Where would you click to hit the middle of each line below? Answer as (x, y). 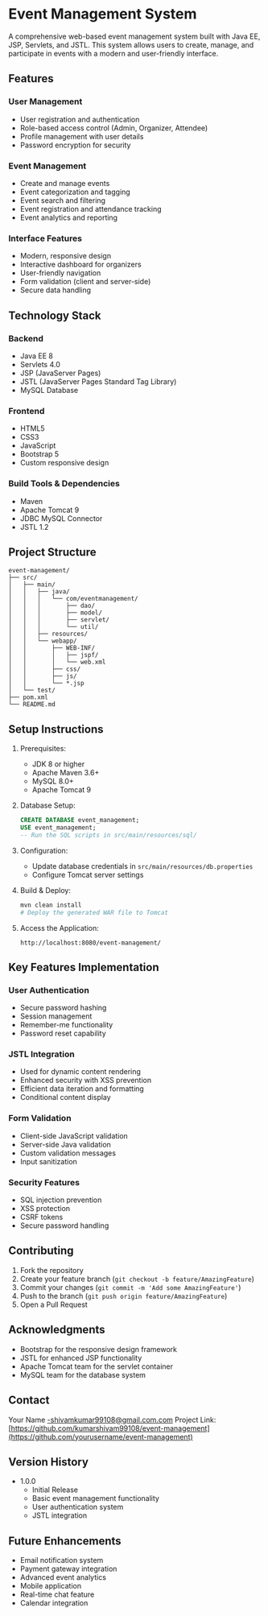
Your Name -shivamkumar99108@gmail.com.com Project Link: (112, 1420)
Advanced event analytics (63, 1577)
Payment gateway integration (68, 1569)
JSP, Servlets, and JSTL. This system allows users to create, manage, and (131, 44)
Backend (26, 338)
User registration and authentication (80, 119)
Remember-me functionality (66, 1025)
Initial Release (55, 1490)
